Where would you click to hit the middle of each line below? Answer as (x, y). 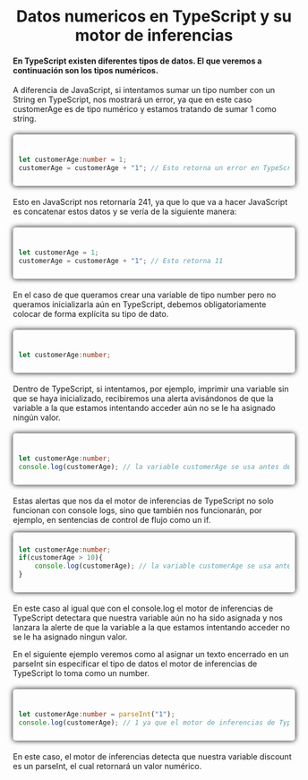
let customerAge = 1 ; (59, 253)
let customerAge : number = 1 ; (73, 160)
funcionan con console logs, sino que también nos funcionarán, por (137, 510)
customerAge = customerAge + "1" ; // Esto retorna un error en (139, 168)
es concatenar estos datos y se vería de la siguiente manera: (125, 211)
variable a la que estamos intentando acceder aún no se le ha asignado (144, 407)
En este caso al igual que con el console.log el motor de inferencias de (143, 609)
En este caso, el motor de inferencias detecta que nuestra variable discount (152, 756)
